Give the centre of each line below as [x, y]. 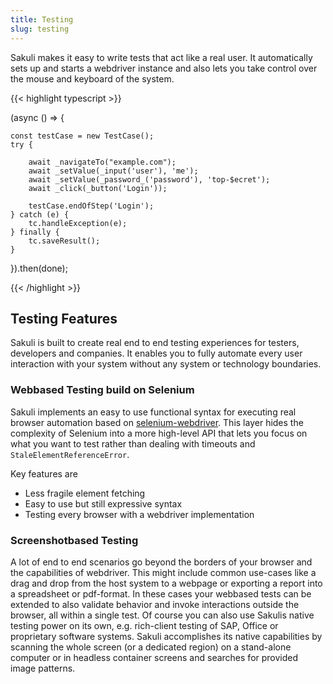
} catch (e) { [40, 214]
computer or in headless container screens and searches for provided [154, 657]
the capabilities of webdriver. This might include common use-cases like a [163, 572]
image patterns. [43, 668]
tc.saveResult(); [64, 241]
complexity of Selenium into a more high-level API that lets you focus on [159, 433]
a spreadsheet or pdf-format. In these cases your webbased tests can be [161, 593]
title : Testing [42, 19]
